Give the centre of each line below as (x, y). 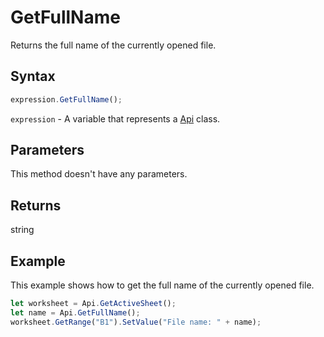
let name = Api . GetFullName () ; (75, 312)
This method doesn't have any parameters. (99, 174)
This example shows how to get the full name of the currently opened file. (162, 285)
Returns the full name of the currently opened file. (113, 45)
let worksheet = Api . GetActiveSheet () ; (93, 304)
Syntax (33, 76)
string (22, 230)
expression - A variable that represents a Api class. (115, 118)
